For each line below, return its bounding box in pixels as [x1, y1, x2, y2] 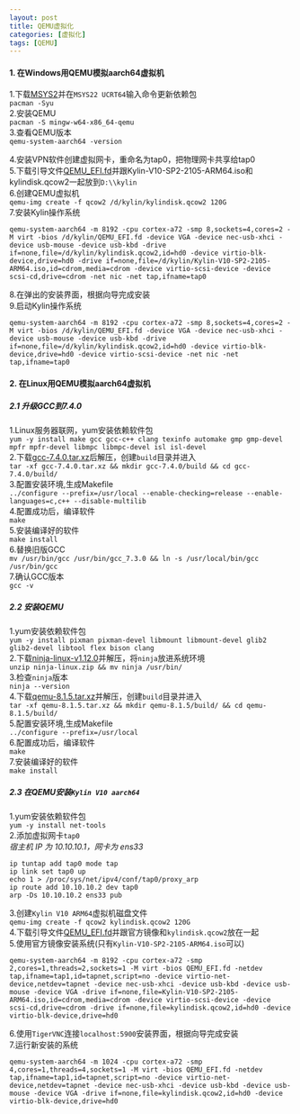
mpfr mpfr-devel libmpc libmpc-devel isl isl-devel [9, 443, 207, 452]
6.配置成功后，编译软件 [9, 737, 96, 747]
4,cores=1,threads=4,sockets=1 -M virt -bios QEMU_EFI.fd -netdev [9, 1064, 263, 1074]
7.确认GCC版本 [9, 571, 65, 582]
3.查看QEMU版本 [9, 127, 72, 138]
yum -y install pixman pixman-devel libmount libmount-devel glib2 [9, 636, 268, 645]
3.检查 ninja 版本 [9, 672, 69, 683]
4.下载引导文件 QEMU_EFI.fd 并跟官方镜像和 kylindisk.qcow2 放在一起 [9, 927, 260, 937]
